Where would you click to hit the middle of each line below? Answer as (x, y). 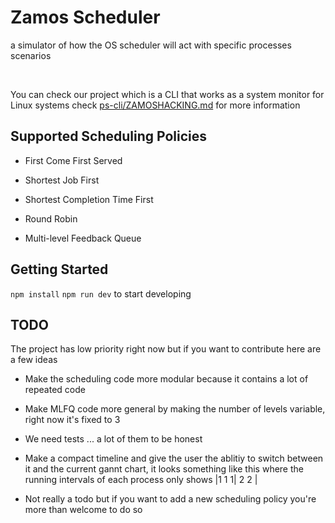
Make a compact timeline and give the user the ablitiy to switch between (174, 458)
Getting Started (59, 269)
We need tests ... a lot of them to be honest (113, 439)
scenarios (31, 55)
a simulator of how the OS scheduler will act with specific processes (151, 45)
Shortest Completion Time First (89, 199)
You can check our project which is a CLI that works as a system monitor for (167, 94)
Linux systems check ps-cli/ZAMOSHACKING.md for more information (155, 105)
